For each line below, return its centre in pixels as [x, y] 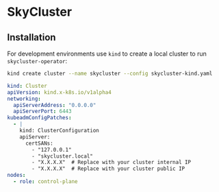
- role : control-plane [46, 182]
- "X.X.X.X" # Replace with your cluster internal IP [112, 163]
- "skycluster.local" [63, 156]
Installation [31, 37]
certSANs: [39, 143]
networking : [24, 99]
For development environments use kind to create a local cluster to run [107, 53]
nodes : [16, 176]
